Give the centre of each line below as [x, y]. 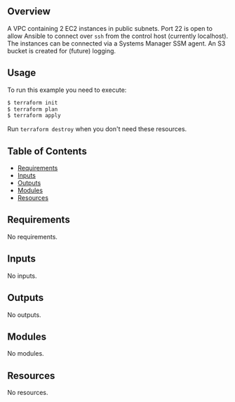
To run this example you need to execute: [67, 90]
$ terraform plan [33, 109]
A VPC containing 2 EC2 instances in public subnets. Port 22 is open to [110, 28]
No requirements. [33, 236]
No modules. [26, 354]
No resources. [28, 393]
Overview [29, 12]
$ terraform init [33, 102]
